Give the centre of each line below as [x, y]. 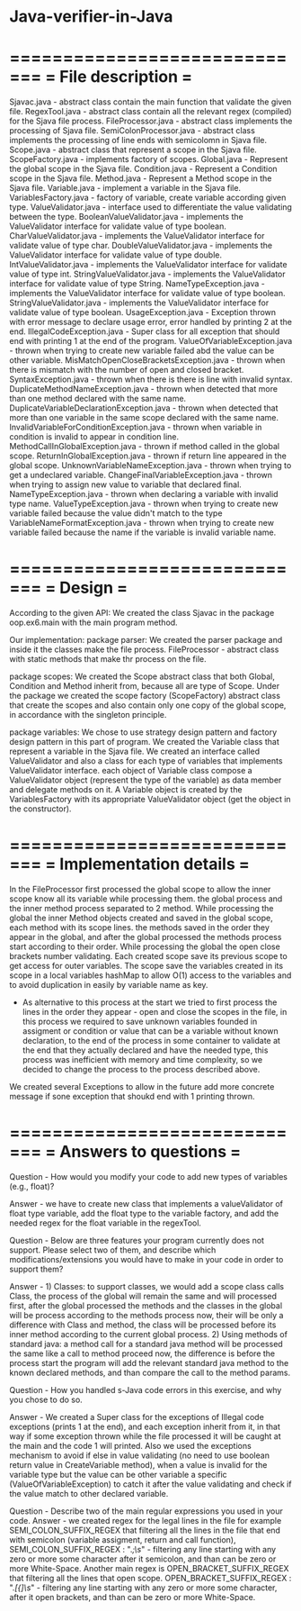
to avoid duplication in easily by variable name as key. [109, 985]
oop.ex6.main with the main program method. [93, 622]
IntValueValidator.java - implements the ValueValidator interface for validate [148, 265]
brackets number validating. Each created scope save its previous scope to [148, 956]
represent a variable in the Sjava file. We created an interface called [135, 751]
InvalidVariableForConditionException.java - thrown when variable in [136, 427]
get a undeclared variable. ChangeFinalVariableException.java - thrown [141, 475]
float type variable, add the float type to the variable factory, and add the [144, 1213]
